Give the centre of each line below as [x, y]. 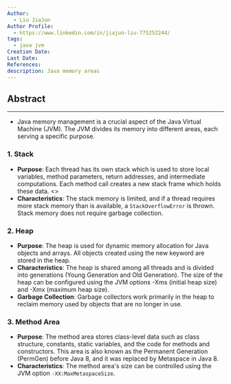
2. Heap [21, 231]
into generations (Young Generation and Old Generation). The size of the [120, 275]
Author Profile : [30, 26]
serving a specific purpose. [56, 136]
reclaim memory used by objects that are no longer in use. [100, 304]
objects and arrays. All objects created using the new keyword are [111, 253]
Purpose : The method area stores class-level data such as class [108, 337]
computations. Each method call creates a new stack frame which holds [119, 183]
